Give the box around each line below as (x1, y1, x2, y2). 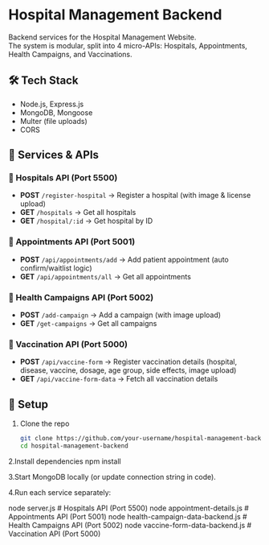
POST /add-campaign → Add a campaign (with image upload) (19, 310, 222, 320)
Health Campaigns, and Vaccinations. (8, 49, 132, 59)
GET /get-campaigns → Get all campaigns (19, 319, 157, 328)
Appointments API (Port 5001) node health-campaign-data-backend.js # (8, 511, 247, 521)
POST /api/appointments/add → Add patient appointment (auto (19, 254, 229, 264)
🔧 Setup (8, 397, 49, 411)
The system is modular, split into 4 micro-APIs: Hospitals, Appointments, (8, 40, 247, 50)
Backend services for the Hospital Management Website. (8, 32, 197, 42)
